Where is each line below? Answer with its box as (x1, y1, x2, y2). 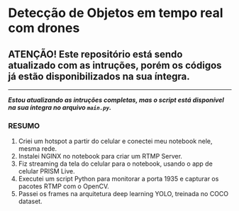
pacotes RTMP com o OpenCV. (18, 182, 109, 190)
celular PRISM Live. (18, 167, 75, 176)
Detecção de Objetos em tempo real (8, 5, 223, 21)
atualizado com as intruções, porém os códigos (8, 59, 222, 72)
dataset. (18, 197, 43, 206)
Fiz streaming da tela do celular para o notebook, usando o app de (18, 159, 213, 168)
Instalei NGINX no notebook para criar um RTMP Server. (18, 152, 183, 161)
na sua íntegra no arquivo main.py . (8, 103, 112, 111)
